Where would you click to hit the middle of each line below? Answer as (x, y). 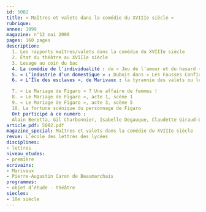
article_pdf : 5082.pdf (35, 125)
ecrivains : (20, 165)
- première (20, 159)
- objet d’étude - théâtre (41, 188)
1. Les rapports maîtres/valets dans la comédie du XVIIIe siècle (98, 52)
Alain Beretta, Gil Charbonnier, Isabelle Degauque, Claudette (94, 120)
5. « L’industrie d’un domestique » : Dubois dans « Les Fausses (97, 75)
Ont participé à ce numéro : (49, 114)
